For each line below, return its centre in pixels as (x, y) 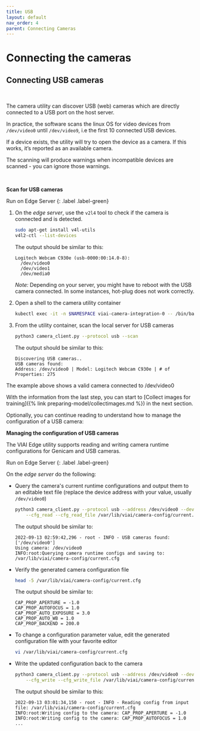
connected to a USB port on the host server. (60, 113)
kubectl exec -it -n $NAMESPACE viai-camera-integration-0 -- (94, 314)
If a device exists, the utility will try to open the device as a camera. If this (96, 142)
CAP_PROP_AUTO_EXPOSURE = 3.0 (53, 613)
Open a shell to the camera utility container (68, 303)
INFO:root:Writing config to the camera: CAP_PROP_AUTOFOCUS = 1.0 (100, 718)
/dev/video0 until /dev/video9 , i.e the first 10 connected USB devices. (91, 131)
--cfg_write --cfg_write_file (63, 680)
